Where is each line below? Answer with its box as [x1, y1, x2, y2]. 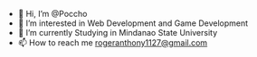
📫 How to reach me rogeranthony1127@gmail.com [17, 37, 208, 48]
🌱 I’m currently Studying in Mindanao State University [17, 28, 218, 37]
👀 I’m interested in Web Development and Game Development [17, 18, 249, 28]
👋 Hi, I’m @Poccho [17, 9, 88, 19]
